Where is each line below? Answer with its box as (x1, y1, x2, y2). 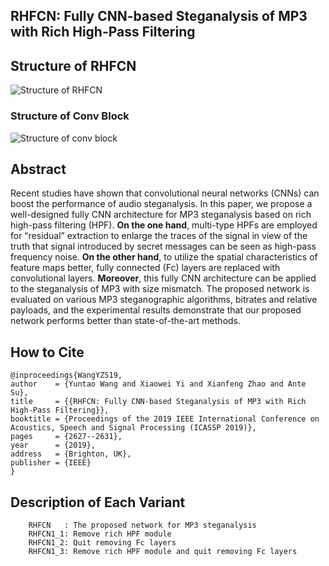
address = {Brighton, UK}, (10, 449, 132, 459)
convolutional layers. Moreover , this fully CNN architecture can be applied (10, 272, 317, 284)
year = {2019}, (10, 440, 97, 451)
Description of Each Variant (10, 494, 186, 511)
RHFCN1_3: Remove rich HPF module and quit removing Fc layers (28, 546, 298, 556)
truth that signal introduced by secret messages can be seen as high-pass (10, 240, 317, 253)
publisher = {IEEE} (10, 458, 92, 468)
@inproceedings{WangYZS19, (10, 370, 123, 381)
